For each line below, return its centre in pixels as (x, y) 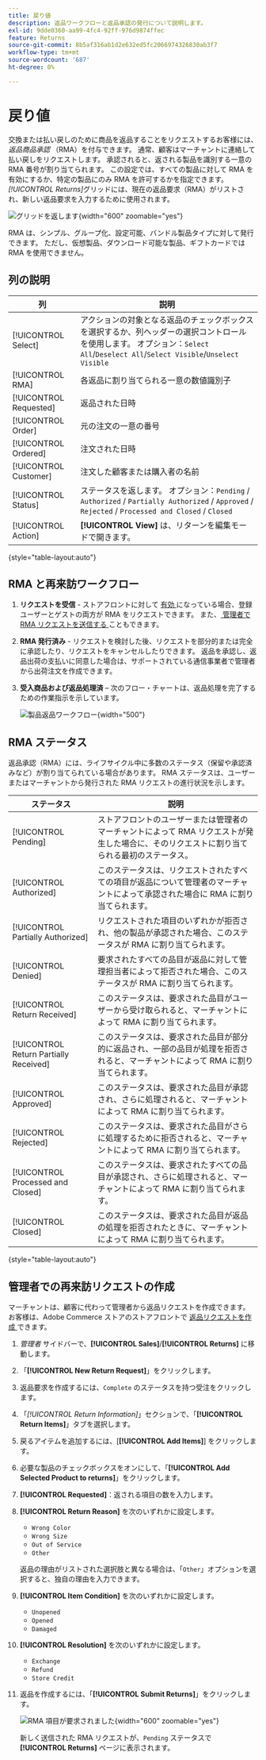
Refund (42, 1669)
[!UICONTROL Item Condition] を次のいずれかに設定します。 (119, 1596)
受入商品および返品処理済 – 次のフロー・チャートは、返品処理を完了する (138, 688)
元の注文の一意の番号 (120, 426)
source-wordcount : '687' (49, 60)
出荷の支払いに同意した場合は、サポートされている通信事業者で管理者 (141, 661)
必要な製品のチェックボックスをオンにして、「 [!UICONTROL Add (125, 1467)
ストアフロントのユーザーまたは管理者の (173, 820)
